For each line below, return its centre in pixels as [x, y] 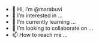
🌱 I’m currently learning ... [44, 22]
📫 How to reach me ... [40, 35]
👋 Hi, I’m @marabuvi [37, 9]
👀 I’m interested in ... [37, 15]
